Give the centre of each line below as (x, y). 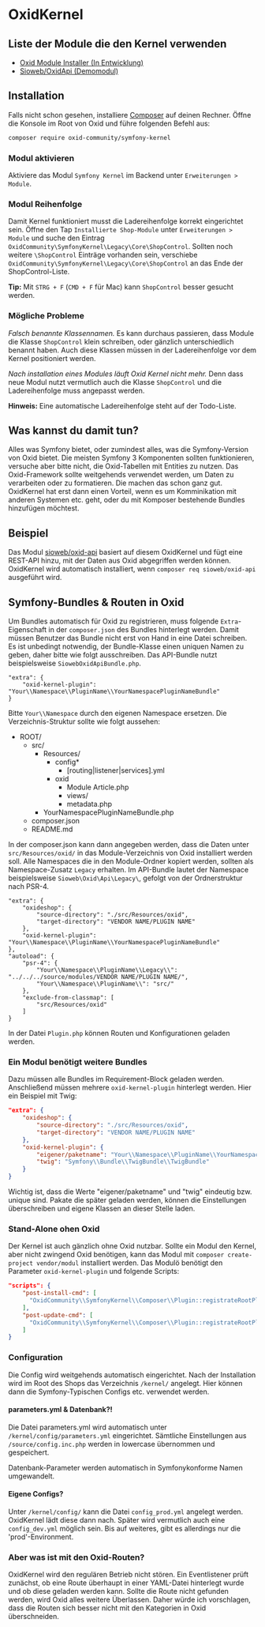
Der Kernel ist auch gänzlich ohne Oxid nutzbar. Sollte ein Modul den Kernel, (132, 1246)
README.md (52, 829)
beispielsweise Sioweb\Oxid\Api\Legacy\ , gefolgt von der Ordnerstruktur (125, 878)
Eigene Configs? (36, 1494)
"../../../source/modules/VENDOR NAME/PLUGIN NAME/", (99, 977)
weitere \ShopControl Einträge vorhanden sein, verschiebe (103, 255)
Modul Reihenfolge (45, 204)
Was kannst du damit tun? (74, 430)
